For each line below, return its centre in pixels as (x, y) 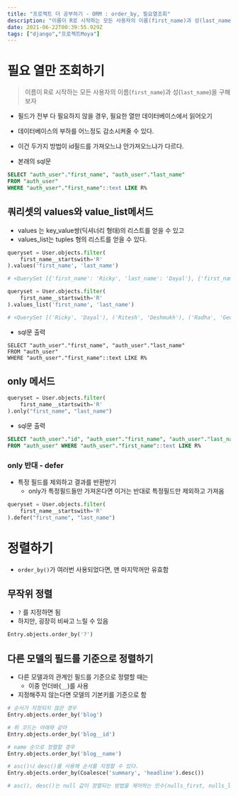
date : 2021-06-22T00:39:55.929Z (55, 27)
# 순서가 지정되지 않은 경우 (42, 708)
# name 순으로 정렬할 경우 (41, 747)
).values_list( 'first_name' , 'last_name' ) (71, 305)
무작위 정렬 (30, 594)
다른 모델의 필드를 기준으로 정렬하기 (80, 659)
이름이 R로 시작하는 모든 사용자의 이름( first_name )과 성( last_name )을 (121, 92)
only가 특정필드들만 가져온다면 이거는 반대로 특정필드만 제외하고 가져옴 (126, 491)
